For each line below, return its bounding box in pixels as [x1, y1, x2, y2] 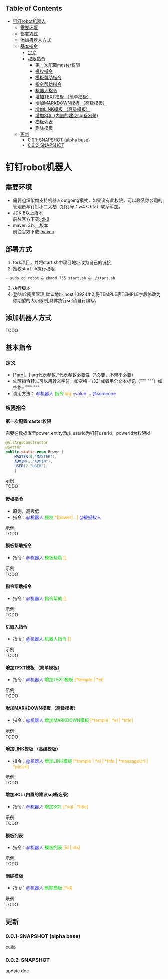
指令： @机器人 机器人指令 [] [12, 636, 71, 642]
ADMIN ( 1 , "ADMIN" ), [14, 459, 53, 464]
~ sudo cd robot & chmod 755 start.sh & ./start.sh [5, 275, 115, 281]
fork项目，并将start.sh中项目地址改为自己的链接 [12, 259, 111, 265]
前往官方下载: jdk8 [12, 216, 50, 222]
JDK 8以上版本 [12, 210, 43, 216]
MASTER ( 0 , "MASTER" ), [14, 454, 57, 459]
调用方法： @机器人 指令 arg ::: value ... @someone [12, 391, 116, 397]
